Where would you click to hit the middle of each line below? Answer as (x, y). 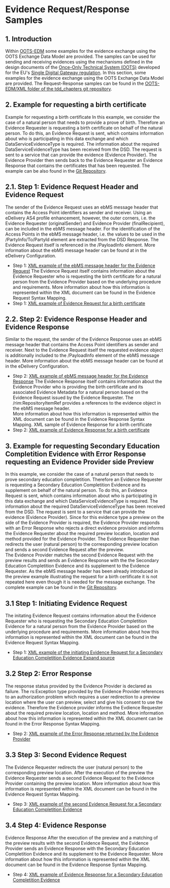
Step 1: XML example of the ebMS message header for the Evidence (84, 266)
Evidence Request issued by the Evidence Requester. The (73, 398)
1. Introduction (28, 39)
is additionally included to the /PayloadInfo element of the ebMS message (82, 355)
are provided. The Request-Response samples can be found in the (75, 83)
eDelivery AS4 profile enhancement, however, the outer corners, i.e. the (80, 218)
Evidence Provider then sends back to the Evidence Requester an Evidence (84, 160)
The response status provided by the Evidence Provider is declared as (79, 686)
